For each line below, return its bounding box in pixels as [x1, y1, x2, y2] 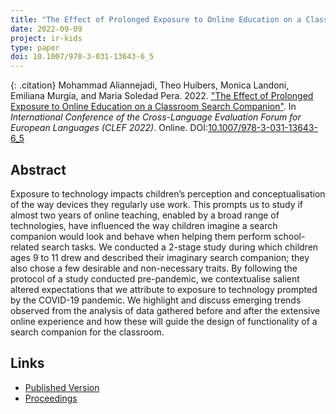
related [10, 241, 40, 253]
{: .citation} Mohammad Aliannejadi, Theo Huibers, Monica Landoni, [10, 79, 290, 91]
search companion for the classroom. [10, 326, 165, 338]
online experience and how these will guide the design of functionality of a [10, 315, 318, 327]
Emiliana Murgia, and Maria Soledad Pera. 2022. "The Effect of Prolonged [10, 90, 314, 102]
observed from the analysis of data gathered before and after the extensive [10, 304, 321, 316]
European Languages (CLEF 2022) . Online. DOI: [10, 122, 208, 134]
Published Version [24, 381, 100, 393]
